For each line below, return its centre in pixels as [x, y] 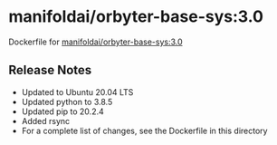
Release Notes [50, 70]
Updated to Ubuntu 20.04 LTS [77, 92]
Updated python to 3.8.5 [67, 101]
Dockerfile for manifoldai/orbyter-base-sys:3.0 [96, 42]
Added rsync [46, 121]
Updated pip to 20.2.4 [63, 111]
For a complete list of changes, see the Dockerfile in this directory [144, 130]
